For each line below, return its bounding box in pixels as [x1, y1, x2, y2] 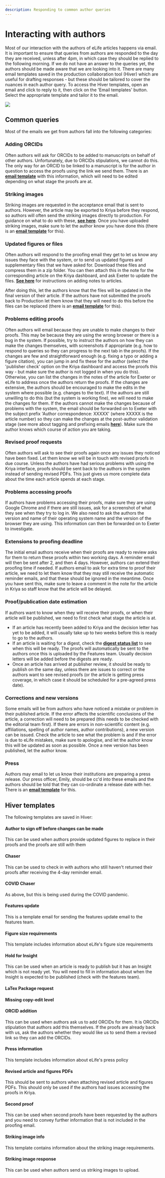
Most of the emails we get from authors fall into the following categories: [5, 129, 152, 135]
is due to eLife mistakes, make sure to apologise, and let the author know [5, 737, 153, 743]
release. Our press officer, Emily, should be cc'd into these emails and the [5, 776, 154, 782]
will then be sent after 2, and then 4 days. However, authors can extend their [5, 560, 160, 566]
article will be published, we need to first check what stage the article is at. [5, 615, 157, 621]
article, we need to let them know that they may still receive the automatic [5, 570, 154, 576]
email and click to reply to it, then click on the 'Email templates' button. [5, 87, 148, 93]
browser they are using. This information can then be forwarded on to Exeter [5, 521, 160, 527]
